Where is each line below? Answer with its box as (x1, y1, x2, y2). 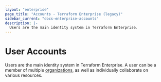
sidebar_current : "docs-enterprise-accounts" (5, 16, 99, 21)
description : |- (5, 20, 38, 26)
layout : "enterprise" (5, 7, 49, 12)
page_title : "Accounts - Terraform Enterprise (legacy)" (5, 12, 123, 16)
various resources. (5, 72, 43, 78)
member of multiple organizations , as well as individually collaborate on (5, 67, 148, 73)
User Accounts (5, 46, 67, 57)
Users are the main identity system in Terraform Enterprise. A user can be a (5, 62, 157, 68)
